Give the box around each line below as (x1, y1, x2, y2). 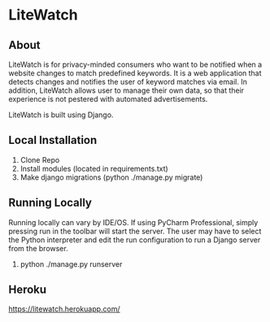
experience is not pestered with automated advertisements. (8, 94, 208, 103)
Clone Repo (20, 154, 60, 164)
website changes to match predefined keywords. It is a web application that (8, 68, 262, 78)
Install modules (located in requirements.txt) (20, 163, 168, 173)
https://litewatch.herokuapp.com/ (8, 304, 120, 314)
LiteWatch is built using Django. (8, 110, 114, 120)
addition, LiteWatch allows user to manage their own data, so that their (8, 85, 245, 95)
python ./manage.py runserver (20, 259, 123, 269)
